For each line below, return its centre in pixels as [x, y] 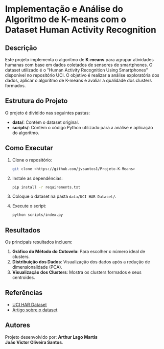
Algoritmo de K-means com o [66, 19]
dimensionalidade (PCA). [37, 267]
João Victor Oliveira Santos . [34, 342]
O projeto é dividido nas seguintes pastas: [47, 113]
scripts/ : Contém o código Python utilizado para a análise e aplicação [82, 127]
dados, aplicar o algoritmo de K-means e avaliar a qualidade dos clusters [79, 80]
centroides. [23, 278]
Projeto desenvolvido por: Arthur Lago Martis [51, 337]
